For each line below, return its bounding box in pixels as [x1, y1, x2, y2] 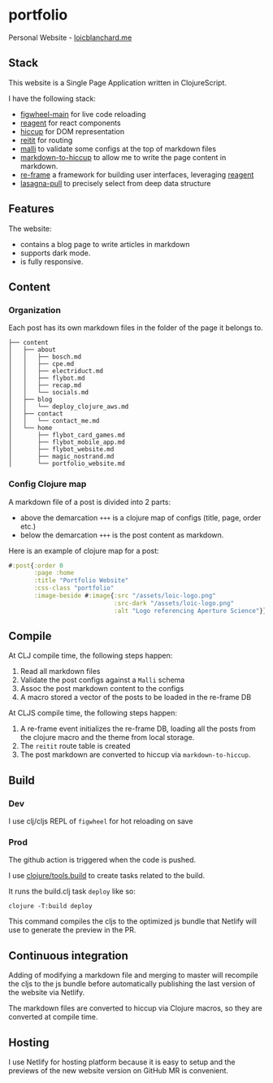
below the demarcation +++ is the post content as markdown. [19, 530, 224, 540]
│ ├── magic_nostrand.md [8, 453, 115, 461]
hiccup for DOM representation [19, 126, 124, 136]
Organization [8, 304, 61, 315]
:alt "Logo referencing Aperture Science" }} [113, 607, 267, 615]
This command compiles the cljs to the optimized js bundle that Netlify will [8, 916, 258, 926]
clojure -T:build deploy [8, 902, 93, 911]
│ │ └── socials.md [8, 389, 89, 397]
